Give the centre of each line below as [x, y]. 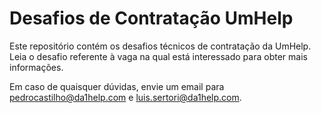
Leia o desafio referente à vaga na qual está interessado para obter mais [158, 56]
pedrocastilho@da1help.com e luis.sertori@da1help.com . [125, 97]
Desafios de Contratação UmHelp [151, 18]
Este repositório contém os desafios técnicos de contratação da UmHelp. [160, 46]
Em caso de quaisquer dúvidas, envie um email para [117, 86]
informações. [36, 67]
